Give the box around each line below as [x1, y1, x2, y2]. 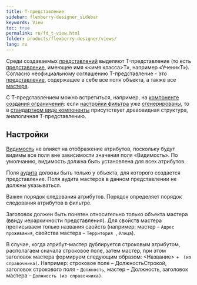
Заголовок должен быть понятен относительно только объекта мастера [6, 210, 188, 217]
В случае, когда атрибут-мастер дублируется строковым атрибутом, [6, 240, 181, 247]
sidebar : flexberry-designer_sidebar [6, 14, 99, 20]
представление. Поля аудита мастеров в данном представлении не [6, 175, 177, 182]
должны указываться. [6, 182, 62, 189]
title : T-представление [6, 8, 65, 15]
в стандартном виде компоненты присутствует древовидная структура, [6, 106, 188, 113]
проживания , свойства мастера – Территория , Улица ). [6, 229, 135, 236]
